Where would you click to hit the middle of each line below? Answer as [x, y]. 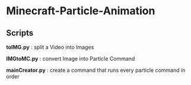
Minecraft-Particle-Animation [81, 11]
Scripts [20, 33]
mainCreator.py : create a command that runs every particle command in [96, 70]
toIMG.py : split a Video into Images [50, 47]
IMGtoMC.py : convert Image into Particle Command [71, 59]
